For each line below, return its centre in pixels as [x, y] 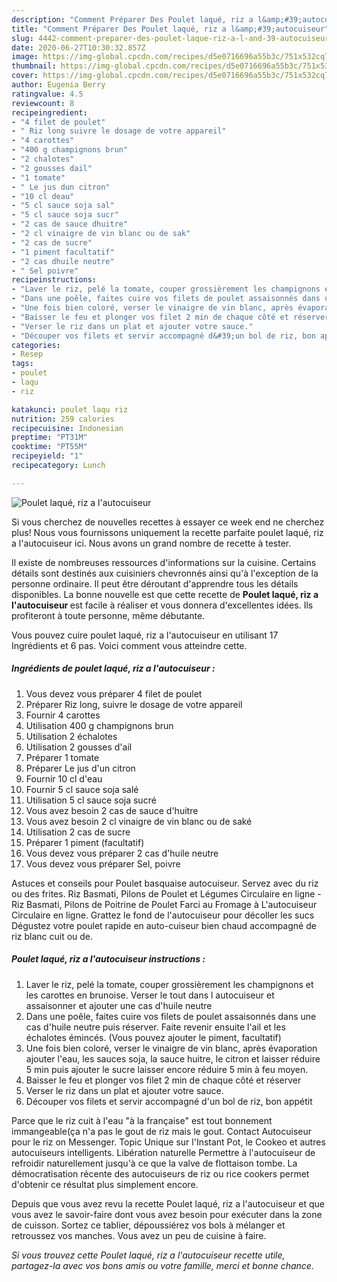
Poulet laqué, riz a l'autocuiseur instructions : [108, 959]
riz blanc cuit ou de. [52, 936]
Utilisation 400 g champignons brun [99, 725]
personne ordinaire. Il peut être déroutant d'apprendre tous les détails [155, 583]
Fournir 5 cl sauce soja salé [82, 789]
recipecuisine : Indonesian [67, 428]
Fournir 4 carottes [63, 715]
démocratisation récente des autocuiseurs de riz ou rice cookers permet [160, 1173]
